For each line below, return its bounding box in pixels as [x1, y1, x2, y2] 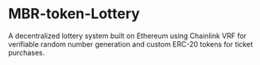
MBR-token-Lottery [8, 5, 141, 23]
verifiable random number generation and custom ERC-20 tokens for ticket [8, 39, 253, 48]
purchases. [8, 48, 45, 57]
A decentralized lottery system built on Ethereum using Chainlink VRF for [8, 31, 247, 40]
